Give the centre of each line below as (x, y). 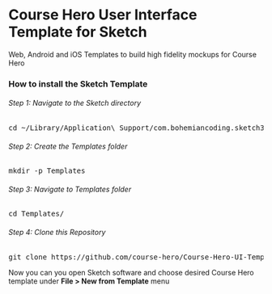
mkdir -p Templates (47, 171)
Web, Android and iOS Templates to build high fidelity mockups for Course (133, 54)
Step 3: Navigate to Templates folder (70, 189)
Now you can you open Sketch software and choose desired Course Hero (132, 272)
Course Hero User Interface (103, 15)
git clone (28, 257)
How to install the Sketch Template (78, 84)
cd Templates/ (36, 214)
